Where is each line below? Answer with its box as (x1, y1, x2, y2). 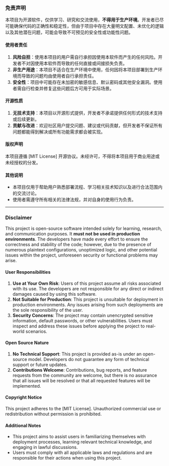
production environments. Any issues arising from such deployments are (12, 301, 163, 307)
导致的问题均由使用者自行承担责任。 (21, 73, 97, 79)
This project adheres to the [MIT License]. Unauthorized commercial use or (5, 406, 161, 412)
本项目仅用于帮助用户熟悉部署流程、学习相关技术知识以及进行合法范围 (12, 184, 158, 190)
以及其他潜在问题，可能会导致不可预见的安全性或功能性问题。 (5, 29, 133, 36)
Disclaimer (5, 214, 32, 221)
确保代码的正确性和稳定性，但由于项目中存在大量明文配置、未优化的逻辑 (14, 23, 164, 29)
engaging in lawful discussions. (12, 444, 78, 450)
